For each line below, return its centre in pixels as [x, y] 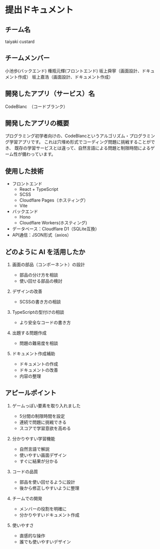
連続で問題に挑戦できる [43, 422]
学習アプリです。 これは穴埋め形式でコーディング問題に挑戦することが [80, 142]
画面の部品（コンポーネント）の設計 [49, 264]
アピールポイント [31, 393]
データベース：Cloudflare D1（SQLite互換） [56, 229]
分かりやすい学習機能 [33, 438]
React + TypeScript [39, 189]
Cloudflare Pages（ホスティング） [54, 200]
